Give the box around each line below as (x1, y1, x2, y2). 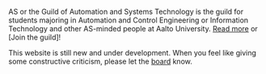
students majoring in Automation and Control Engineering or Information (8, 15, 249, 25)
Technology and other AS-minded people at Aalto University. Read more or (8, 24, 259, 33)
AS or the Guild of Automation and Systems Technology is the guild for (8, 7, 244, 16)
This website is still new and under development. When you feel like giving (8, 48, 257, 57)
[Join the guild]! (8, 32, 61, 42)
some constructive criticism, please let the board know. (8, 56, 192, 66)
